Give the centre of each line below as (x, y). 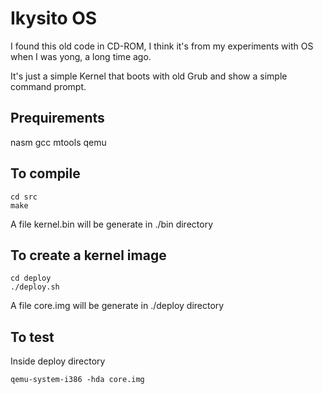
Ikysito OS (54, 18)
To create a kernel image (88, 255)
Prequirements (57, 118)
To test (32, 337)
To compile (45, 173)
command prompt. (48, 86)
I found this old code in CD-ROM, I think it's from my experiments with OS (162, 46)
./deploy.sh (35, 287)
